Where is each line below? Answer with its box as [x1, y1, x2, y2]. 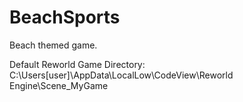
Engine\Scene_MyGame [9, 79, 109, 91]
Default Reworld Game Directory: [9, 58, 146, 70]
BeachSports [9, 6, 121, 29]
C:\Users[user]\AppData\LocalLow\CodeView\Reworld [9, 69, 234, 81]
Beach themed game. [9, 39, 98, 51]
